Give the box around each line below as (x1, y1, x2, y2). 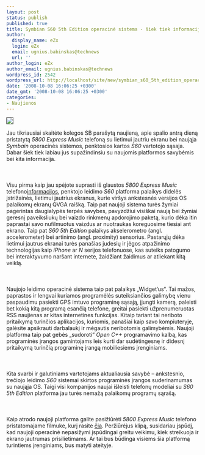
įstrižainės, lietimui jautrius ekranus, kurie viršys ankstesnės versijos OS (6, 194, 187, 201)
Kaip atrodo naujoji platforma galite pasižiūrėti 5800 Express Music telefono (6, 415, 196, 423)
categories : (6, 94, 37, 100)
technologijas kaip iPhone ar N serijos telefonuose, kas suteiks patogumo (6, 246, 190, 254)
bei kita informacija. (6, 155, 56, 162)
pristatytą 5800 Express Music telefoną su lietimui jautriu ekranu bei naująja (6, 135, 197, 143)
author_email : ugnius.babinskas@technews (6, 66, 113, 72)
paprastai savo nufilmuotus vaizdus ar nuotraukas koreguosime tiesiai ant (6, 220, 191, 227)
